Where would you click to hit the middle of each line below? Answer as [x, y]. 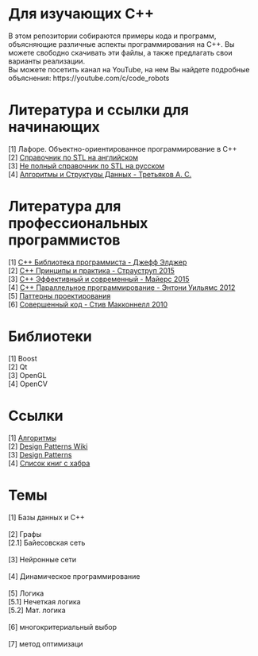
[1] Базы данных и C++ [46, 517]
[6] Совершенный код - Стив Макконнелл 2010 [88, 304]
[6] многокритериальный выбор [63, 627]
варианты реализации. [47, 61]
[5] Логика [26, 593]
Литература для [65, 206]
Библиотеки [50, 336]
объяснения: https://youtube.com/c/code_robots [89, 78]
